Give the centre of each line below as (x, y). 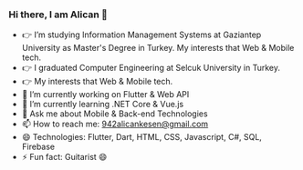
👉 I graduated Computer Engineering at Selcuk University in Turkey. (151, 68)
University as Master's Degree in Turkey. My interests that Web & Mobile (158, 48)
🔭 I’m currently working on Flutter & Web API (105, 95)
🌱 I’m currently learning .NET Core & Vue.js (103, 105)
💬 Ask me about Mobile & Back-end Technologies (115, 114)
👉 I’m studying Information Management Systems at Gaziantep (141, 35)
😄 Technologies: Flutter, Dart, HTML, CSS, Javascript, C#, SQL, (141, 137)
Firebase (38, 147)
